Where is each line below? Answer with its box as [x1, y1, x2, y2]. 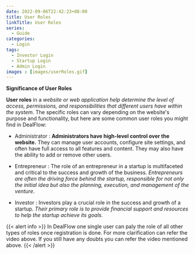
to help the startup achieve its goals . [14, 212, 104, 219]
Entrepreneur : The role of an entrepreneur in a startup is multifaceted [14, 163, 183, 170]
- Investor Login [11, 52, 54, 58]
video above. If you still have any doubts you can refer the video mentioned [6, 236, 188, 243]
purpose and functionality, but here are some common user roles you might [6, 115, 189, 122]
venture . [14, 188, 35, 195]
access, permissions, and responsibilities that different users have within [6, 102, 183, 109]
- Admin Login [11, 63, 46, 69]
